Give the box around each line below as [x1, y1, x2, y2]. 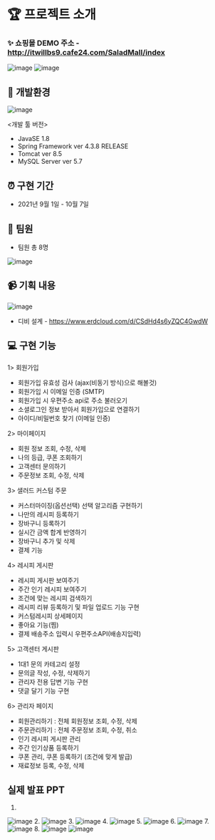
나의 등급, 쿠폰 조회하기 [17, 453, 83, 462]
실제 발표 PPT [7, 784, 65, 796]
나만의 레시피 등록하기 [17, 510, 80, 519]
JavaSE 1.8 [17, 135, 50, 143]
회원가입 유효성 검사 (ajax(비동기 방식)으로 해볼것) [17, 378, 157, 387]
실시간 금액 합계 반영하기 [17, 528, 87, 536]
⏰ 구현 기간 [7, 180, 54, 192]
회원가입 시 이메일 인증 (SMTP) [17, 387, 105, 395]
